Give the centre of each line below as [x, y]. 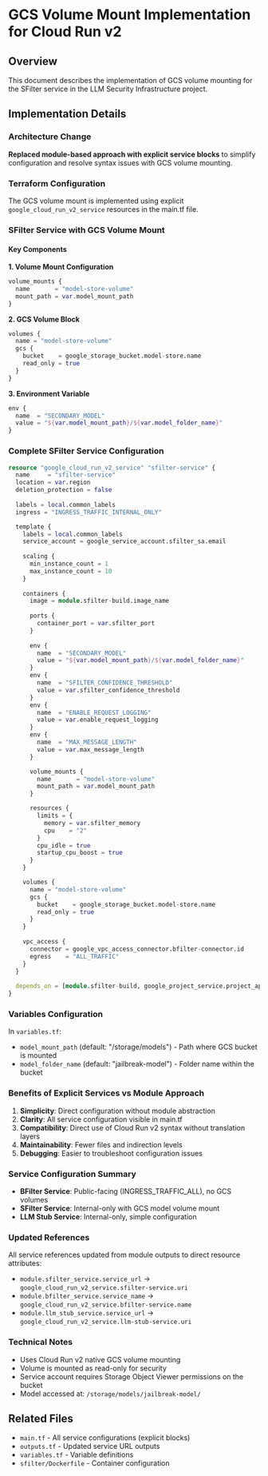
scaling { [39, 556]
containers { [44, 593]
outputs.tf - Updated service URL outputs [90, 1446]
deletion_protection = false [64, 490]
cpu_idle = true [64, 845]
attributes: [25, 1263]
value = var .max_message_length [91, 749]
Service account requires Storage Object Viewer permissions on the [132, 1376]
